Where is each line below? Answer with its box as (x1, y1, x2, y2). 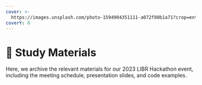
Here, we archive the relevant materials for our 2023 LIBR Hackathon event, (5, 65, 194, 72)
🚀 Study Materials (5, 45, 97, 59)
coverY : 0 (5, 20, 31, 26)
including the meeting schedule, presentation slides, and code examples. (5, 72, 188, 79)
